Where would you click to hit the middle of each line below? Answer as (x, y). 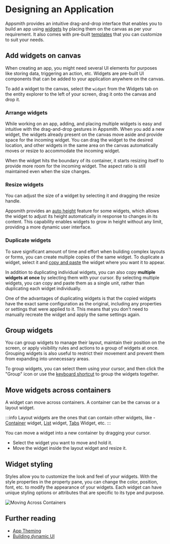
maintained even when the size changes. (48, 171)
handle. (13, 201)
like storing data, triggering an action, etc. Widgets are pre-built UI (75, 73)
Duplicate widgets (28, 240)
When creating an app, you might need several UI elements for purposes (81, 68)
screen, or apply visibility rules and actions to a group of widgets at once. (82, 348)
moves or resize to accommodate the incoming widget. (63, 151)
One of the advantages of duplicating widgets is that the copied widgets (81, 298)
